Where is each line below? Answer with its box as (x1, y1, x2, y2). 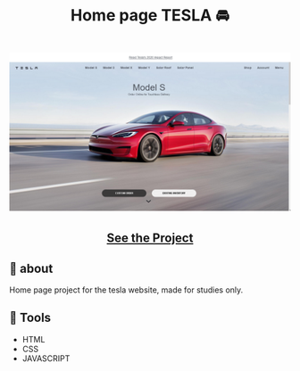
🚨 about (9, 260, 54, 276)
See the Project (106, 231, 194, 246)
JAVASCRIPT (21, 352, 71, 364)
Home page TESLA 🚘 (70, 5, 230, 26)
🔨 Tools (9, 310, 52, 326)
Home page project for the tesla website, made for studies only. (9, 284, 244, 295)
